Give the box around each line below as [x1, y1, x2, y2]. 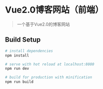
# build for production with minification [5, 75, 92, 80]
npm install [5, 53, 29, 58]
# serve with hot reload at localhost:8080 [5, 61, 95, 67]
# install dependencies [5, 48, 53, 53]
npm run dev [5, 66, 29, 71]
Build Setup [5, 36, 41, 44]
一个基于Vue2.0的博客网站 [17, 21, 70, 27]
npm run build [5, 79, 34, 85]
